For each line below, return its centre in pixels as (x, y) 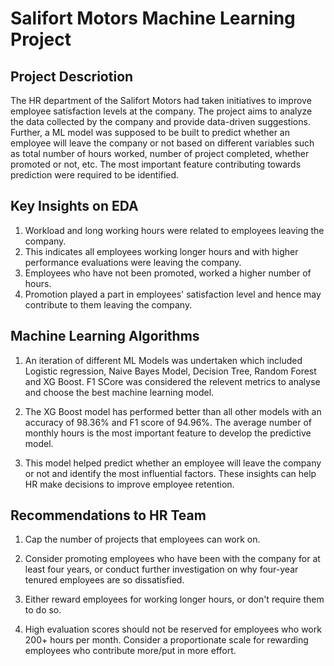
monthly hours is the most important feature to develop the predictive (168, 433)
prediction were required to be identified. (95, 175)
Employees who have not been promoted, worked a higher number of (168, 273)
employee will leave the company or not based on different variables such (162, 143)
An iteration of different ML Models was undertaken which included (163, 360)
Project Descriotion (72, 76)
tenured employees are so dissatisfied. (104, 580)
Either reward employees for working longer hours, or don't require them (174, 599)
